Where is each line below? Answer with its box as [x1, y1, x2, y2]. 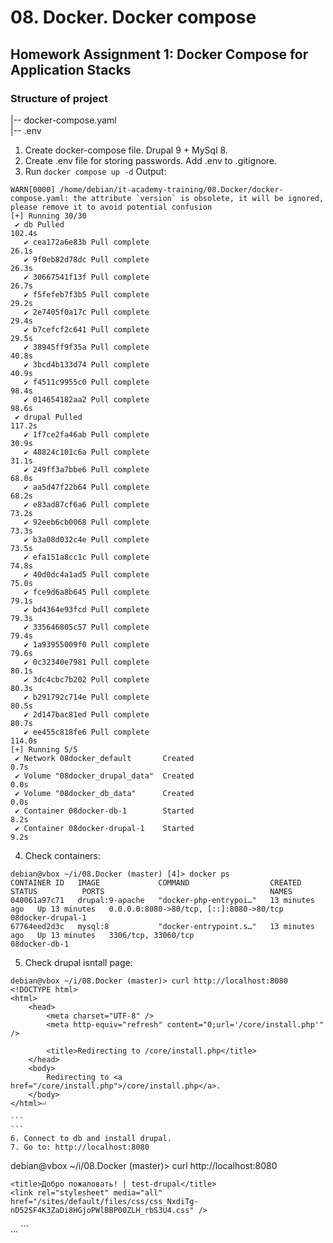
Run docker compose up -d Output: [24, 165, 167, 177]
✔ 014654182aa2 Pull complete [23, 394, 150, 405]
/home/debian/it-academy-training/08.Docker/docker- [59, 184, 284, 195]
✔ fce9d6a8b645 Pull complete [23, 587, 150, 597]
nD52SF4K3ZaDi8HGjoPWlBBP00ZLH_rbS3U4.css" [10, 1205, 195, 1215]
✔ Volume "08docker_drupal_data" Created [14, 771, 195, 781]
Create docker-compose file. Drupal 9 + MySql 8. [24, 144, 228, 156]
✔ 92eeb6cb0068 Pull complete [23, 517, 150, 527]
